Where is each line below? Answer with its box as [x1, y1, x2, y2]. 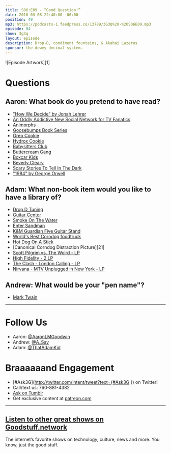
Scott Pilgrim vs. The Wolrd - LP [12, 250, 80, 256]
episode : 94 [5, 26, 31, 32]
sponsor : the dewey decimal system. [5, 45, 83, 50]
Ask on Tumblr [12, 390, 43, 396]
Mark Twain [12, 294, 38, 300]
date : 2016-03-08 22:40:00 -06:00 [5, 12, 79, 17]
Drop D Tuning [12, 207, 43, 213]
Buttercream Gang [12, 149, 52, 155]
